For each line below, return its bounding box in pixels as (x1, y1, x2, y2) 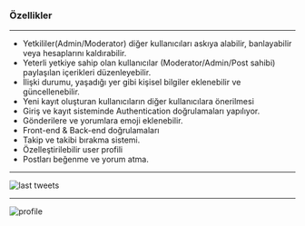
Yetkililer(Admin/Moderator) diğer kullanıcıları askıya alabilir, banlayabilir (22, 38, 292, 49)
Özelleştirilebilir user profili (22, 144, 123, 155)
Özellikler (9, 9, 53, 22)
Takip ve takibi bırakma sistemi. (22, 134, 141, 145)
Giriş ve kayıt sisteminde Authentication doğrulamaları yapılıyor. (22, 105, 261, 117)
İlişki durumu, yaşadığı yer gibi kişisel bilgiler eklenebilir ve (22, 77, 241, 88)
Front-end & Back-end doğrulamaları (22, 125, 160, 136)
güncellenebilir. (22, 86, 80, 97)
